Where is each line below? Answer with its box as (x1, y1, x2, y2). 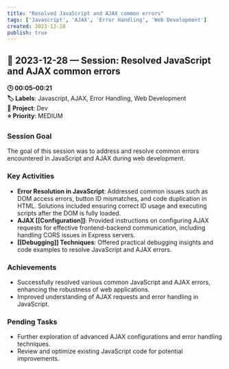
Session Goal (7, 131, 52, 141)
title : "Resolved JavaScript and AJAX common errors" (7, 10, 165, 17)
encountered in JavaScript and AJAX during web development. (7, 154, 185, 163)
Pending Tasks (7, 317, 58, 326)
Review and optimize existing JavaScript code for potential (16, 347, 183, 355)
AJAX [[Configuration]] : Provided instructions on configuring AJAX (16, 216, 209, 224)
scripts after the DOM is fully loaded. (16, 209, 121, 217)
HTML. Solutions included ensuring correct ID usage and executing (16, 202, 207, 210)
